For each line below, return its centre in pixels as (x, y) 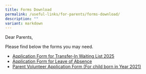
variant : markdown (24, 23)
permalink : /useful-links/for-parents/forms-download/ (63, 14)
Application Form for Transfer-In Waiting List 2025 (63, 56)
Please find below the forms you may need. (49, 47)
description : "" (22, 19)
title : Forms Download (28, 10)
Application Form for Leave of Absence (52, 61)
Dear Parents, (19, 37)
